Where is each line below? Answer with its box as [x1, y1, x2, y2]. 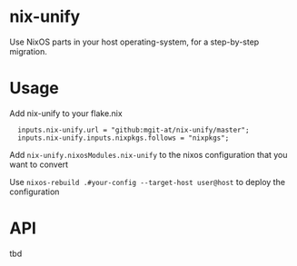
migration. [9, 45, 48, 56]
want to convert [9, 159, 69, 170]
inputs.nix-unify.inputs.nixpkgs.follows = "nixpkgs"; [17, 133, 230, 143]
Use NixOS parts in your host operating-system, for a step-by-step [9, 36, 260, 47]
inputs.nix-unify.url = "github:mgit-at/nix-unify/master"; [17, 125, 250, 134]
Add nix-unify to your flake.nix [9, 107, 123, 119]
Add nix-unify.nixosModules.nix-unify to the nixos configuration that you [9, 149, 288, 160]
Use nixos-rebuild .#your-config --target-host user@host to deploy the [9, 176, 286, 187]
